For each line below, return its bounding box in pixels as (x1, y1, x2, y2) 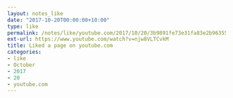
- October (7, 61, 36, 68)
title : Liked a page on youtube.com (7, 42, 113, 49)
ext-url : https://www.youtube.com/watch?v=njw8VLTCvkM (7, 36, 169, 43)
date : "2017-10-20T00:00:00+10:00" (7, 17, 110, 23)
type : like (7, 23, 39, 30)
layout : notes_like (7, 10, 64, 17)
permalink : (7, 29, 39, 37)
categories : (7, 49, 42, 56)
